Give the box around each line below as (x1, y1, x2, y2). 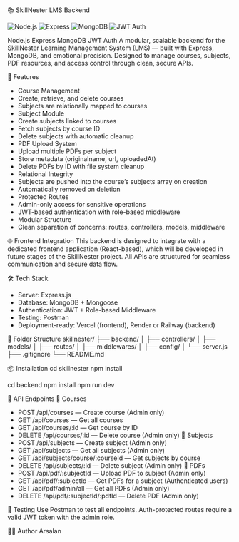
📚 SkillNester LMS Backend (7, 6, 91, 14)
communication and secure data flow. (7, 260, 118, 268)
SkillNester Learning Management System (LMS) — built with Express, (7, 44, 214, 52)
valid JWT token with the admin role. (7, 513, 116, 521)
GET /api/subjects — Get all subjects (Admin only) (17, 446, 166, 454)
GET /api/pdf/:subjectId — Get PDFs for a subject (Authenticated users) (17, 476, 228, 485)
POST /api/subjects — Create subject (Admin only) (17, 439, 168, 447)
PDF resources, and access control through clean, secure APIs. (7, 59, 194, 67)
